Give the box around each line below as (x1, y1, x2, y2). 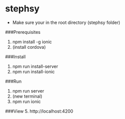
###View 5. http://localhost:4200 (5, 108, 74, 114)
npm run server (12, 88, 44, 94)
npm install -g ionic (12, 38, 52, 45)
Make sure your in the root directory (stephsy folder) (12, 19, 121, 25)
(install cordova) (12, 44, 46, 50)
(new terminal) (12, 93, 42, 99)
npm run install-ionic (12, 68, 55, 75)
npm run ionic (12, 98, 41, 105)
